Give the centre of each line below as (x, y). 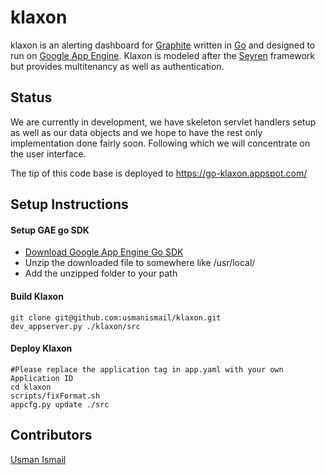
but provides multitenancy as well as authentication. (117, 66)
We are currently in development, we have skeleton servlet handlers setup (163, 122)
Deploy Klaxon (41, 348)
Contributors (51, 435)
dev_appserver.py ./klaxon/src (75, 326)
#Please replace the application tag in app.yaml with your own (147, 369)
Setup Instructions (69, 204)
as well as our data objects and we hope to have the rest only (136, 132)
